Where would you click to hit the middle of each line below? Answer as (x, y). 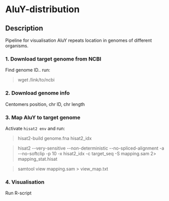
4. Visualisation (25, 182)
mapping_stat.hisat (37, 159)
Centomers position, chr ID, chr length (45, 104)
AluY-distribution (42, 9)
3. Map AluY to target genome (43, 117)
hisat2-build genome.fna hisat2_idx (55, 138)
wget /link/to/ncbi (36, 80)
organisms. (17, 46)
